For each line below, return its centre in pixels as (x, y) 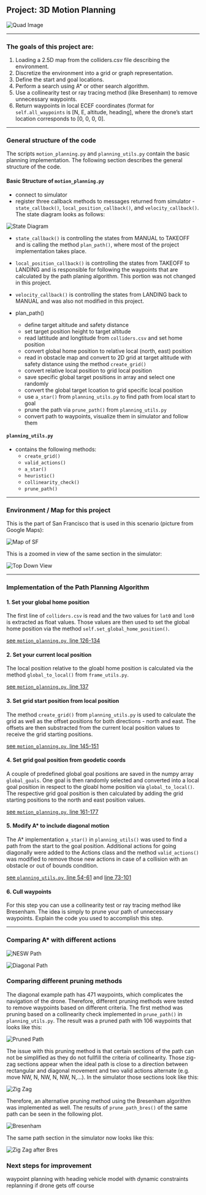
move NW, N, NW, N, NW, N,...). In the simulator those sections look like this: (103, 1077)
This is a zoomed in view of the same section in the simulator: (84, 554)
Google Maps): (25, 530)
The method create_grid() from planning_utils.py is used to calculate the (101, 715)
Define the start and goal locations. (59, 80)
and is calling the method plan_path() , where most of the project (97, 245)
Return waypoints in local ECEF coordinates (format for (85, 106)
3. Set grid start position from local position (63, 701)
